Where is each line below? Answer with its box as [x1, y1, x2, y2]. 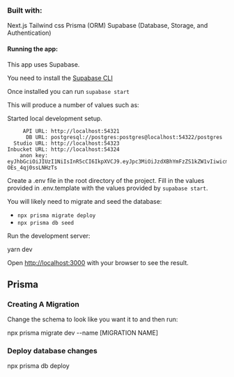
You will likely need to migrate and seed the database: [7, 197, 162, 205]
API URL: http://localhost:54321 [22, 127, 120, 134]
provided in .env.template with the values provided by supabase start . [7, 184, 208, 192]
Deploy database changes [7, 346, 97, 356]
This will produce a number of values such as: [7, 100, 139, 109]
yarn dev [7, 245, 33, 253]
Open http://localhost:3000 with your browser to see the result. [7, 258, 189, 266]
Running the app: [7, 45, 58, 53]
